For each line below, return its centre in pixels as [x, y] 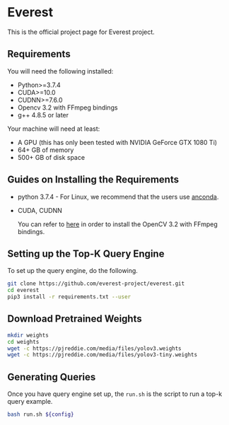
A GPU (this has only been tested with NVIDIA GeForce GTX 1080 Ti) [117, 142]
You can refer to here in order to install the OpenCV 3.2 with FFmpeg [117, 224]
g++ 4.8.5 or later [43, 115]
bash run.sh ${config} [41, 414]
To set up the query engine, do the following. [72, 271]
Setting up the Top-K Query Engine [86, 254]
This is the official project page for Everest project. [81, 32]
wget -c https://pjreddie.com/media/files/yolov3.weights [94, 348]
